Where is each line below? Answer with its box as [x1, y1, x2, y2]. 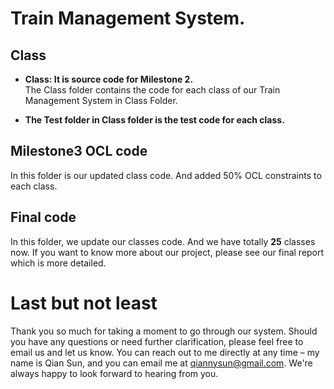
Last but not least [10, 292, 158, 314]
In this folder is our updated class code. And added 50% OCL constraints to [10, 169, 322, 181]
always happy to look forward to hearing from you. [10, 367, 219, 379]
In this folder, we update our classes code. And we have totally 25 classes [10, 235, 316, 247]
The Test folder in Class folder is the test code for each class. [24, 114, 285, 126]
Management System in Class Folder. [24, 95, 178, 106]
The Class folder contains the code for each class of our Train [24, 84, 281, 96]
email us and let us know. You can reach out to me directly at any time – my [10, 346, 320, 358]
